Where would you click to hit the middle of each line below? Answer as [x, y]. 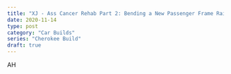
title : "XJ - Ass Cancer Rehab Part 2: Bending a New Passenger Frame [110, 13]
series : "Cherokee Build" [44, 39]
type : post [23, 26]
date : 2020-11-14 [32, 20]
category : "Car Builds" [41, 33]
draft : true [24, 45]
